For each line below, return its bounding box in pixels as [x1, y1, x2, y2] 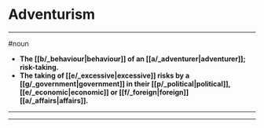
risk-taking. [19, 62, 59, 71]
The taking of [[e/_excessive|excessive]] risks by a [19, 71, 190, 80]
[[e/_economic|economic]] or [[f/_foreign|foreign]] [19, 87, 189, 97]
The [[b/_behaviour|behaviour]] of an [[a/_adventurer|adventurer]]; [19, 53, 246, 64]
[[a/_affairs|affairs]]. [19, 96, 89, 105]
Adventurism [8, 5, 96, 24]
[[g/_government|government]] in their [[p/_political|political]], [19, 79, 231, 88]
